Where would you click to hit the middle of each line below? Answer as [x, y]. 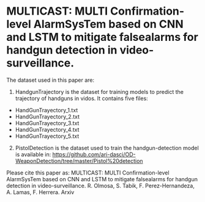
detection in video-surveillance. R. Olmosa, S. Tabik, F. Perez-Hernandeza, [100, 186]
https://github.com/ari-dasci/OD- [94, 154]
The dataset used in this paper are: [50, 80]
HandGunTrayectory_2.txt [47, 117]
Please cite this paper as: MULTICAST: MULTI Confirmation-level [88, 173]
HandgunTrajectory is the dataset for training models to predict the [99, 92]
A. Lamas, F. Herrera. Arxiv [40, 192]
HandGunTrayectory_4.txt [47, 129]
